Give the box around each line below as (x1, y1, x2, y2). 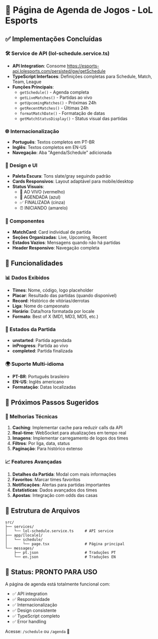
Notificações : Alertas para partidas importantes (12, 482, 110, 488)
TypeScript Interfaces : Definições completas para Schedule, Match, (12, 73, 152, 79)
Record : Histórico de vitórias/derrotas (12, 298, 90, 304)
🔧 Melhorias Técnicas (5, 413, 58, 420)
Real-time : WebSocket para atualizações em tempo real (12, 430, 127, 436)
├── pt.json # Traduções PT (14, 550, 116, 555)
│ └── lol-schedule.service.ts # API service (5, 528, 114, 534)
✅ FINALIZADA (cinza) (19, 199, 66, 205)
